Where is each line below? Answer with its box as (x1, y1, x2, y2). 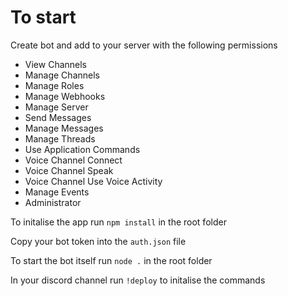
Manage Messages (24, 122, 104, 134)
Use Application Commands (24, 143, 141, 155)
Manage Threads (24, 132, 96, 145)
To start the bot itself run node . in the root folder (10, 254, 213, 266)
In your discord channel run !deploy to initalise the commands (10, 274, 266, 286)
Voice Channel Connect (24, 154, 123, 166)
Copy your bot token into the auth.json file (10, 235, 187, 247)
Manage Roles (24, 79, 85, 91)
